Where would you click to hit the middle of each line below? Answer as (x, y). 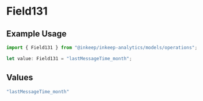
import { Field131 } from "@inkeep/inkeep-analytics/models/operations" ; (102, 47)
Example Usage (37, 34)
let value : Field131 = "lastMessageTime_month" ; (69, 58)
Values (20, 78)
